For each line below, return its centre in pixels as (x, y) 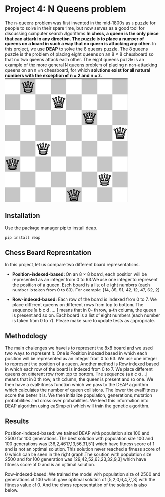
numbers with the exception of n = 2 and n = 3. (54, 75)
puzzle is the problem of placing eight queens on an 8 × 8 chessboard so (79, 54)
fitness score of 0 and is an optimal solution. (50, 465)
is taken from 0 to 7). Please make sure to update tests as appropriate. (83, 321)
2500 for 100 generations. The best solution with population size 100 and (79, 439)
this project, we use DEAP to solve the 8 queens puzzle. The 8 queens (77, 49)
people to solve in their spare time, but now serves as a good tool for (75, 28)
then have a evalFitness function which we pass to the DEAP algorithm (77, 385)
